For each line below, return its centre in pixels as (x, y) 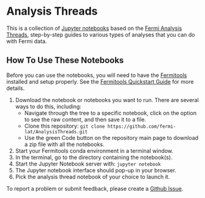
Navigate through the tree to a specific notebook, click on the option (110, 113)
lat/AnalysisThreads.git (56, 132)
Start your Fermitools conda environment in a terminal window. (94, 150)
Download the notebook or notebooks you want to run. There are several (107, 100)
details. (16, 88)
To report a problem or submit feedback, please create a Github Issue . (95, 188)
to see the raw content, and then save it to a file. (85, 119)
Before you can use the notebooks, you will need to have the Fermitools (97, 75)
